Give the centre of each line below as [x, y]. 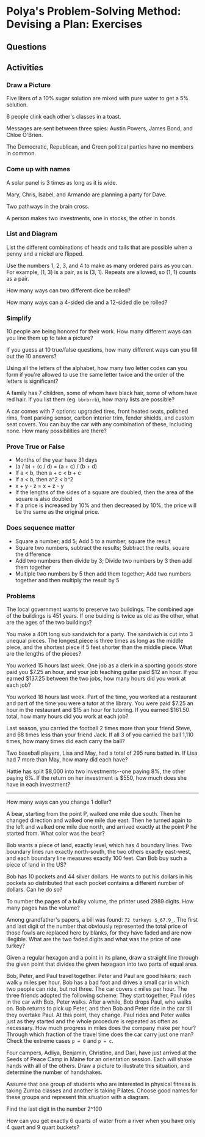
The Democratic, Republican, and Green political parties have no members [100, 147]
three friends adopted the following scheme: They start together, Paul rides [101, 996]
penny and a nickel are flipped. [45, 254]
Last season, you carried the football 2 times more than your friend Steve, [99, 728]
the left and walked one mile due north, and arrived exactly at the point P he [102, 827]
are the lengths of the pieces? [44, 654]
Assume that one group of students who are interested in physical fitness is [101, 1084]
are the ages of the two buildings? [49, 623]
